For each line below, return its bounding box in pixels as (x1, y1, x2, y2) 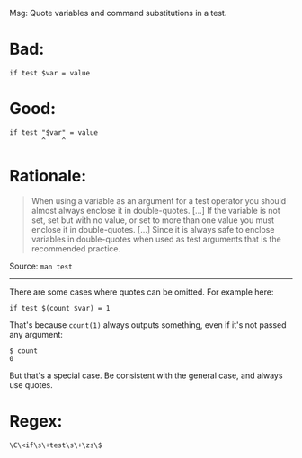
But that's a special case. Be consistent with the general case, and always (9, 370, 283, 381)
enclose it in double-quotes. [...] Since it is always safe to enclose (31, 224, 275, 234)
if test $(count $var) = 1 (9, 304, 111, 313)
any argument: (9, 329, 63, 339)
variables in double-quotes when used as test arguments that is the (31, 233, 281, 244)
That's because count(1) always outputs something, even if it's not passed (9, 319, 287, 330)
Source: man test (9, 260, 74, 271)
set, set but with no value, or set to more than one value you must (31, 215, 275, 225)
